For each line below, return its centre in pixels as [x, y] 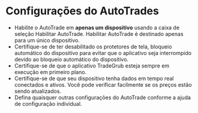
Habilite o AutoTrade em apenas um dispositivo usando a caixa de [97, 28]
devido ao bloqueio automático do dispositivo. [71, 59]
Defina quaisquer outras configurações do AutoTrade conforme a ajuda [103, 97]
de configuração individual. [48, 103]
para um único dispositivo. [47, 40]
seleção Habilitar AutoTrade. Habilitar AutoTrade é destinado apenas [99, 33]
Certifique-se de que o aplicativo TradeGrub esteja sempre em [92, 65]
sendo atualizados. [37, 91]
